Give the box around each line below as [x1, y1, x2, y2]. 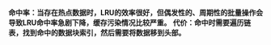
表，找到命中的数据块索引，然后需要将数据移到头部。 [8, 28, 186, 37]
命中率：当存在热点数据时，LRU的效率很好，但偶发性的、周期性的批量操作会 [8, 8, 264, 17]
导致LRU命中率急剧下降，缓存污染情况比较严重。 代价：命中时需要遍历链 [8, 18, 252, 27]
